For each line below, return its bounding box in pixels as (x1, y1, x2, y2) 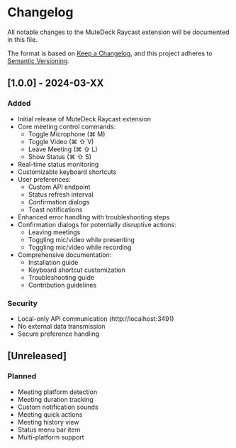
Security (7, 298, 38, 308)
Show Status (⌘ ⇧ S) (28, 152, 92, 160)
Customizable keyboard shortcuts (17, 168, 117, 176)
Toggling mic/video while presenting (28, 235, 135, 244)
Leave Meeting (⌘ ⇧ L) (28, 145, 98, 153)
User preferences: (17, 175, 71, 183)
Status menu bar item (17, 425, 81, 434)
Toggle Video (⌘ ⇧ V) (28, 137, 94, 146)
